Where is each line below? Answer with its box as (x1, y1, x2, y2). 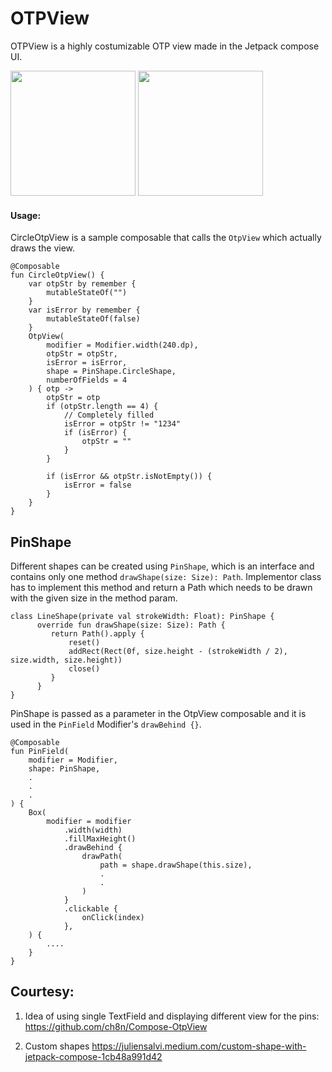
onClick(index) (81, 912, 145, 922)
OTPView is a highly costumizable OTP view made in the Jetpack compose (10, 40, 320, 52)
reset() (68, 637, 101, 647)
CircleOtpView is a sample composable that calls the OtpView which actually (10, 232, 322, 244)
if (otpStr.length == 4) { (46, 402, 159, 412)
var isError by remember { (28, 305, 141, 316)
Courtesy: (10, 983, 75, 1001)
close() (68, 663, 101, 674)
